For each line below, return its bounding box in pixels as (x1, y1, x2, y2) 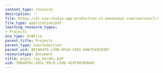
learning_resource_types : (5, 25, 57, 30)
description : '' (5, 12, 38, 16)
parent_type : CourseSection (5, 43, 62, 48)
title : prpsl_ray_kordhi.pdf (5, 56, 64, 61)
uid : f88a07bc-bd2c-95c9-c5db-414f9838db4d (5, 61, 95, 65)
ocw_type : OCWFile (5, 34, 42, 39)
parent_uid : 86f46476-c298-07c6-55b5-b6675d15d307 (5, 47, 110, 52)
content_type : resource (5, 7, 53, 12)
